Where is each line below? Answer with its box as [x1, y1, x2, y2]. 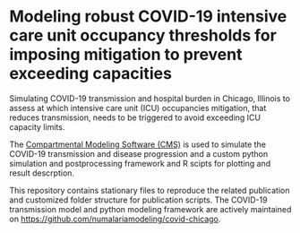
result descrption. [9, 168, 74, 178]
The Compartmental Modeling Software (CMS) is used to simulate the [9, 139, 267, 150]
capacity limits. [9, 121, 65, 132]
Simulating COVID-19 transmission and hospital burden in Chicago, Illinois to [9, 92, 291, 104]
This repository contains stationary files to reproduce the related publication [9, 185, 290, 195]
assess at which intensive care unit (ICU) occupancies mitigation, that [9, 102, 267, 113]
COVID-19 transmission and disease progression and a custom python [9, 148, 269, 159]
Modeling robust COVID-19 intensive [9, 6, 287, 27]
